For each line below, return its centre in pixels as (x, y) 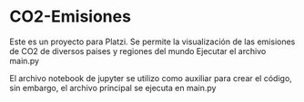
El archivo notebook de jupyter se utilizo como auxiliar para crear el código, (151, 78)
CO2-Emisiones (71, 17)
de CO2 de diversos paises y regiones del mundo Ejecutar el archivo (138, 51)
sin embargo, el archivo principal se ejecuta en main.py (113, 88)
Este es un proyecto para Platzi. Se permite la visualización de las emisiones (152, 42)
